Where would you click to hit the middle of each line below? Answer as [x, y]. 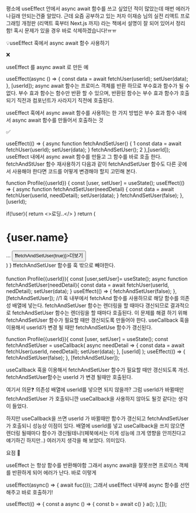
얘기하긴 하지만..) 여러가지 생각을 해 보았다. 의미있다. [66, 440]
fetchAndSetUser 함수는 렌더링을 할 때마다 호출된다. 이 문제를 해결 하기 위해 [100, 312]
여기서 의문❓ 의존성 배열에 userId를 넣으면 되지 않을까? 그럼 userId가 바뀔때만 [95, 389]
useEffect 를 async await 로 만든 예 [47, 67]
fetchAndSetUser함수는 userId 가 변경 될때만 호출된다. [69, 377]
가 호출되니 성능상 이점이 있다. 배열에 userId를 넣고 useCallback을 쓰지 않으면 [96, 425]
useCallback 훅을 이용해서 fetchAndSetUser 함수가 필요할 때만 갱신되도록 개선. [98, 370]
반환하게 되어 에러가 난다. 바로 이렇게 [54, 472]
